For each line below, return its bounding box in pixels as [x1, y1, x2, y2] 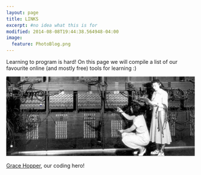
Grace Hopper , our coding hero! [6, 162, 85, 169]
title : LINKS [6, 16, 39, 22]
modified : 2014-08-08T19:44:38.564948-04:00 [6, 29, 119, 35]
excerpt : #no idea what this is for [6, 22, 98, 28]
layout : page [6, 10, 39, 16]
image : [6, 35, 23, 41]
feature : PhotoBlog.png [11, 41, 71, 47]
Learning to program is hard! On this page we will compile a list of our [6, 59, 178, 65]
